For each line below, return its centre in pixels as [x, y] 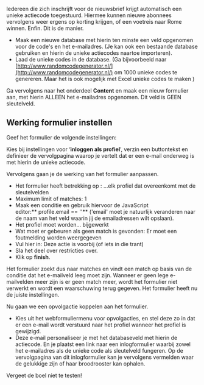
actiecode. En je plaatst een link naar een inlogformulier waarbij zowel [103, 344]
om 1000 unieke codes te [146, 72]
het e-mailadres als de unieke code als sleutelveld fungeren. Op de [99, 350]
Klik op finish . [33, 257]
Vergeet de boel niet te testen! [44, 375]
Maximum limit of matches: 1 [51, 199]
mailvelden [20, 281]
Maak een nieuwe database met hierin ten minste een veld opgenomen [104, 40]
